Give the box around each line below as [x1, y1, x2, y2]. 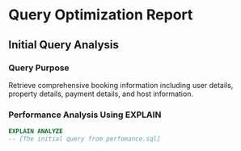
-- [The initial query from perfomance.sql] [8, 135, 161, 143]
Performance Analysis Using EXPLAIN [8, 109, 162, 120]
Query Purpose [8, 62, 70, 73]
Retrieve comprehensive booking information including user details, [8, 80, 234, 90]
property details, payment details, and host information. [8, 89, 194, 99]
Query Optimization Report [8, 6, 193, 24]
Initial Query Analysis [8, 38, 119, 52]
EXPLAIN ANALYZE [8, 128, 63, 136]
